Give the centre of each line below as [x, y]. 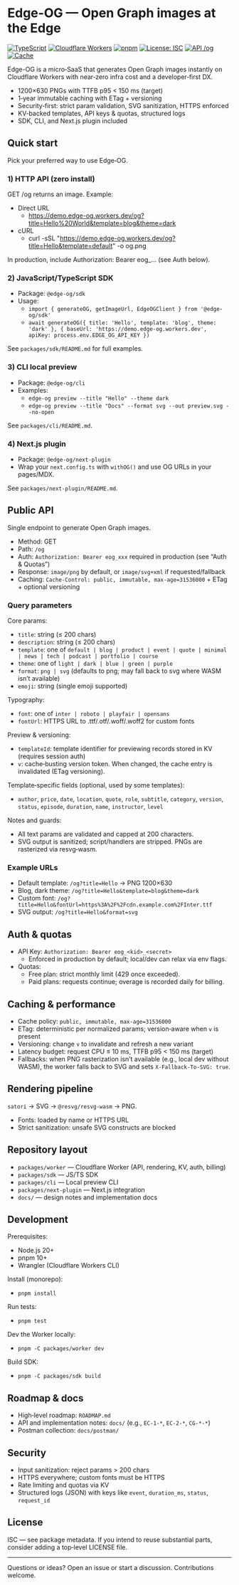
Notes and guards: [34, 820]
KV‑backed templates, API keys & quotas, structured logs [101, 113]
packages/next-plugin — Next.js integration [81, 1189]
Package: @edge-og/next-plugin [64, 459]
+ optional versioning [49, 587]
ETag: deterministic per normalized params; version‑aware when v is [118, 1029]
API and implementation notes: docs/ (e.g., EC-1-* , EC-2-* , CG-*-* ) [114, 1423]
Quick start [33, 143]
